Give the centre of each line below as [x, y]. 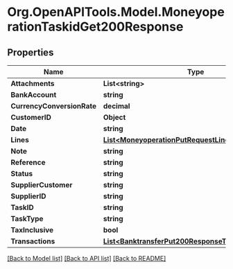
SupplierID [28, 196]
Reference [28, 162]
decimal [116, 106]
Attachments [33, 84]
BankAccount [34, 95]
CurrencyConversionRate [54, 106]
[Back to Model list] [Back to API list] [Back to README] [87, 258]
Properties [31, 52]
